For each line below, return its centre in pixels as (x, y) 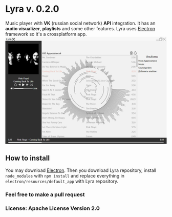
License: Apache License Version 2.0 (52, 208)
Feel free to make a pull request (45, 194)
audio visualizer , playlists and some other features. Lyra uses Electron (80, 28)
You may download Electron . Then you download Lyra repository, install (81, 170)
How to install (28, 158)
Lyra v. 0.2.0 (32, 9)
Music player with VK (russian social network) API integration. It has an (80, 23)
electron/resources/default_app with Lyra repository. (62, 181)
